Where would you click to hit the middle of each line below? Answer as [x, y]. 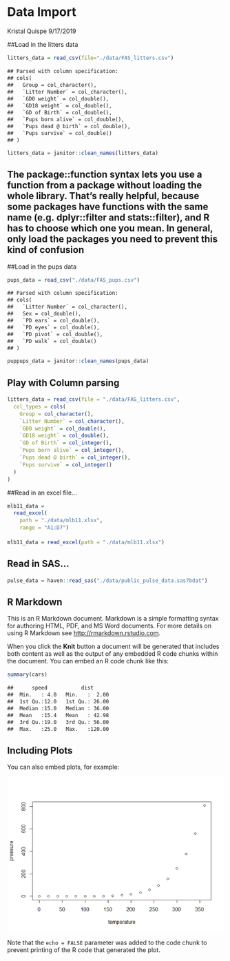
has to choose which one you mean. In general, [110, 228]
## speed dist [51, 688]
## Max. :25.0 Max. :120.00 [58, 730]
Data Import [42, 12]
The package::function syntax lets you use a [105, 175]
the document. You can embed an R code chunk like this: [88, 661]
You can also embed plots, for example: [63, 767]
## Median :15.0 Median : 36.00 [58, 709]
